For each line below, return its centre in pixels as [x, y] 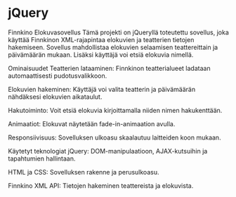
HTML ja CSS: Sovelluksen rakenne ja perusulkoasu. [84, 172]
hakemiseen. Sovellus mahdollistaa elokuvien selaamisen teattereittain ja [113, 47]
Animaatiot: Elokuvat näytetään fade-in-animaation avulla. [92, 123]
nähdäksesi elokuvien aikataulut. [55, 97]
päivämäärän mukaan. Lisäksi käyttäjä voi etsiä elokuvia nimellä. [101, 55]
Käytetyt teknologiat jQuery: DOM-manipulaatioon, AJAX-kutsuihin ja [108, 151]
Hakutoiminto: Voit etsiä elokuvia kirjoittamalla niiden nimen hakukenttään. [115, 110]
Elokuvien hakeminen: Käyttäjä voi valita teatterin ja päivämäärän [102, 89]
